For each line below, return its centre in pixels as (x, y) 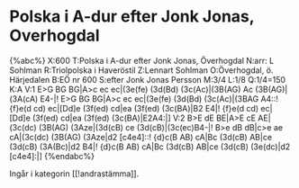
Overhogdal (55, 36)
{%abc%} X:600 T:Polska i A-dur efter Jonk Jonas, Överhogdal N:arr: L (142, 60)
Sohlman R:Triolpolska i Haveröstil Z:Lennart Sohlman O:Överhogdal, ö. (141, 70)
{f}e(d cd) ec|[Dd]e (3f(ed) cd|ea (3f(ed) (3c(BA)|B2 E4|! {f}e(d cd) (134, 108)
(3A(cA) (24, 98)
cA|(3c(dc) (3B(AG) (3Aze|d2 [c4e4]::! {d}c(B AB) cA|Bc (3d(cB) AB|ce (141, 137)
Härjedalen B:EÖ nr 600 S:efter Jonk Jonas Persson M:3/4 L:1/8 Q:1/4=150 (148, 79)
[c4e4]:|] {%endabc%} (52, 156)
